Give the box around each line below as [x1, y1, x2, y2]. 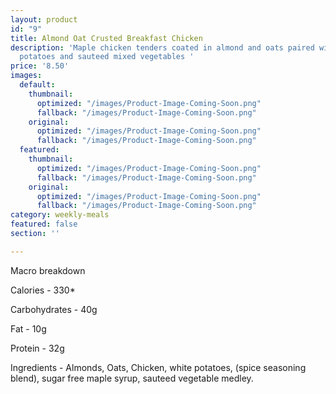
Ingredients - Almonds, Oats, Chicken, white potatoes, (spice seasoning [10, 361, 307, 373]
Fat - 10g [10, 322, 47, 335]
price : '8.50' [10, 61, 70, 71]
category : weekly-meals [10, 210, 110, 220]
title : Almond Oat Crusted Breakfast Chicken [10, 33, 203, 43]
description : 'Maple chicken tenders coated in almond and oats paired [10, 42, 315, 53]
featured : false [10, 219, 78, 230]
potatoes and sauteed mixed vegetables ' [19, 52, 195, 62]
